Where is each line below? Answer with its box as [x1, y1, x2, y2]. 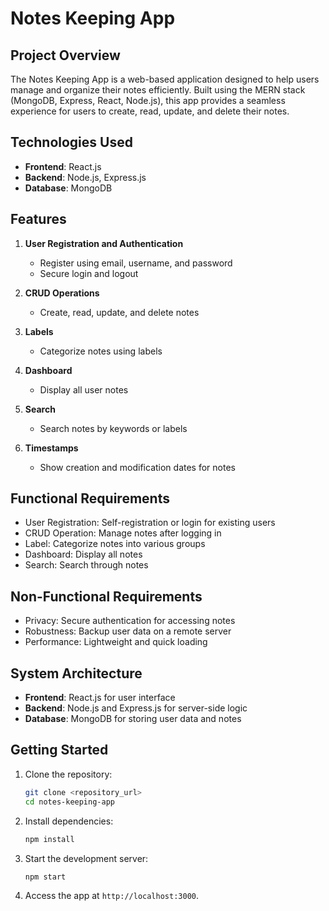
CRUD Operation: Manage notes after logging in [24, 527, 222, 539]
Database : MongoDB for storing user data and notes [24, 713, 242, 725]
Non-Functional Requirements [10, 588, 203, 605]
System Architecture [10, 665, 143, 682]
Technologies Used [10, 134, 133, 151]
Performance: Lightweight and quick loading [24, 636, 208, 648]
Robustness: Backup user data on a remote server [24, 625, 232, 637]
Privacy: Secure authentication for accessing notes [24, 615, 236, 627]
